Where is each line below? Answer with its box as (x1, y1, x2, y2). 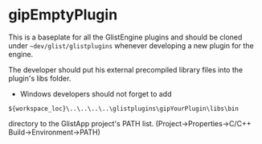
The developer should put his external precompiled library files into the (8, 64, 244, 74)
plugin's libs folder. (8, 73, 72, 83)
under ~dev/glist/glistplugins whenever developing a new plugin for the (8, 40, 255, 50)
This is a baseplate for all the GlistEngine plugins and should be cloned (8, 32, 243, 42)
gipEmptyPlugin (8, 6, 118, 24)
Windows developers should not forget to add (19, 88, 172, 98)
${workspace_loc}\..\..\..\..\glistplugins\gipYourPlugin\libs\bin (8, 105, 239, 113)
